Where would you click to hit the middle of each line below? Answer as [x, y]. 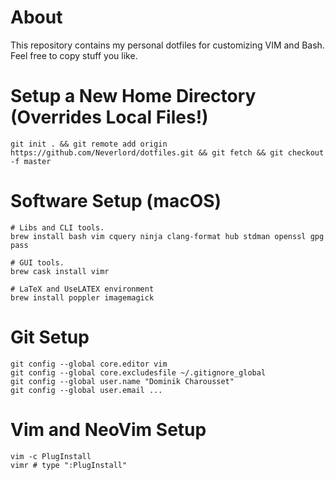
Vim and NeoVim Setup [108, 429]
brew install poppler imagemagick [82, 297]
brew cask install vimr [60, 271]
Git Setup [50, 337]
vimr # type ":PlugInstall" [69, 465]
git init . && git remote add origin [89, 144]
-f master [31, 161]
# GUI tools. [37, 262]
